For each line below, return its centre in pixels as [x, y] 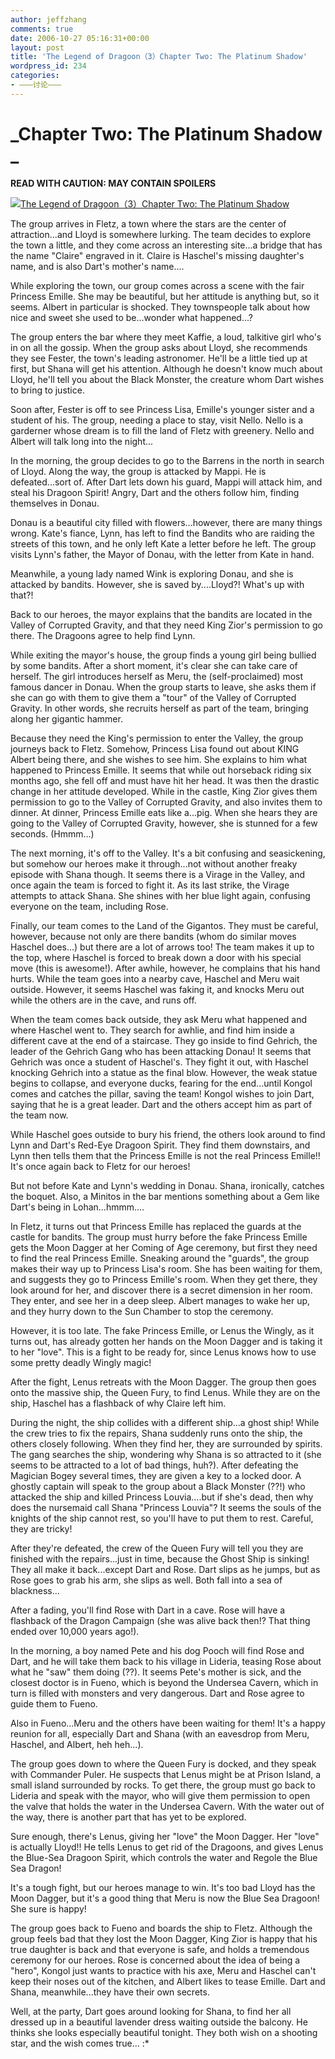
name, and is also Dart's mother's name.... [97, 266]
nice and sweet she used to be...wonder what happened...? [131, 317]
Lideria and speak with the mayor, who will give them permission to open [160, 1795]
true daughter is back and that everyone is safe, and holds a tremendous [160, 1949]
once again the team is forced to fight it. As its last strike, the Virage [150, 885]
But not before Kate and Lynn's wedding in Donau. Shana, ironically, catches [167, 1185]
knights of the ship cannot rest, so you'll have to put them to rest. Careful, [162, 1518]
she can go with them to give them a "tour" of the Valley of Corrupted [153, 697]
